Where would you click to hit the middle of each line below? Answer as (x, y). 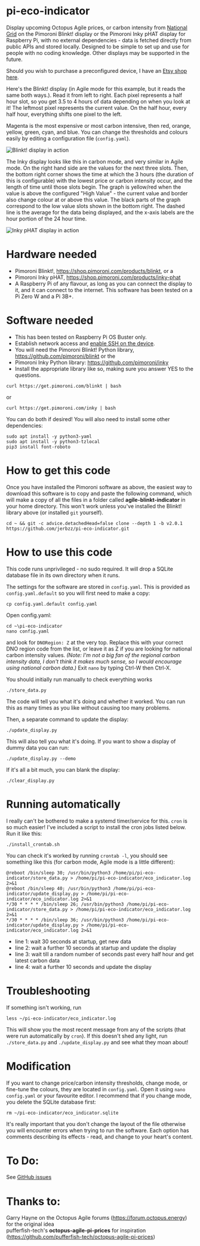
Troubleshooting (48, 991)
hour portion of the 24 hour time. (47, 219)
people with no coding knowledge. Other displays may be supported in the (98, 53)
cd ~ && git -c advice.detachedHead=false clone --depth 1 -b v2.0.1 (95, 523)
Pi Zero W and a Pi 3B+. (44, 296)
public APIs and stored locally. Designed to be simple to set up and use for (98, 47)
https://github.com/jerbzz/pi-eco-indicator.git (68, 529)
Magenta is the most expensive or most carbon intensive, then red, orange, (99, 125)
